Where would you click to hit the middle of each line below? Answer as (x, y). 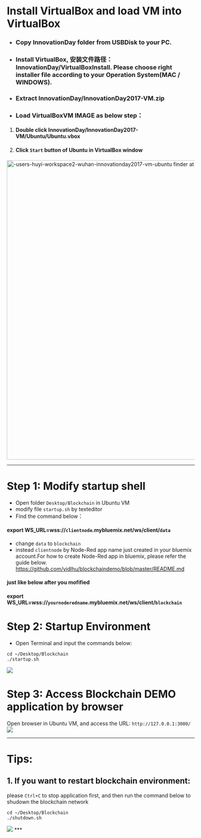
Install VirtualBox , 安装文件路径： (64, 60)
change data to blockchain (48, 543)
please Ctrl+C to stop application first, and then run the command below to (99, 795)
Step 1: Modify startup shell (76, 486)
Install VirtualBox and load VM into (94, 11)
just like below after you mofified (48, 582)
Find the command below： (49, 516)
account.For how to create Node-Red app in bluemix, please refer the (101, 556)
